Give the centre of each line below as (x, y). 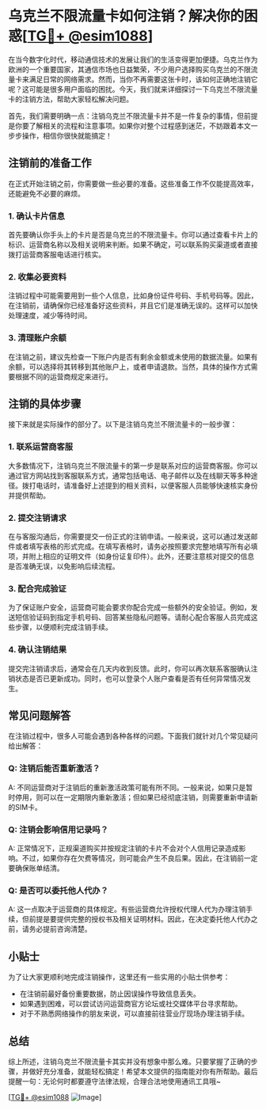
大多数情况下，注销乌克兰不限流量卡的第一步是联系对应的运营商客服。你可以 (133, 466)
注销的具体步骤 (45, 404)
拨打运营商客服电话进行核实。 (57, 255)
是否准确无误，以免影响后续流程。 (64, 566)
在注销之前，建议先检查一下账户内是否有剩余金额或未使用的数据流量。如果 (129, 356)
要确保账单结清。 (36, 869)
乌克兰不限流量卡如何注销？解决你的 (126, 16)
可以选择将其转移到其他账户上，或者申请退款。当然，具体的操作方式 (140, 367)
